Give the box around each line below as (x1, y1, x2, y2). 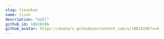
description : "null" (5, 17, 50, 22)
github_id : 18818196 (5, 21, 50, 27)
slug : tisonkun (5, 7, 38, 13)
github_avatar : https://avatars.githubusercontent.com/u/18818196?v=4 (5, 26, 159, 31)
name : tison (5, 12, 31, 17)
